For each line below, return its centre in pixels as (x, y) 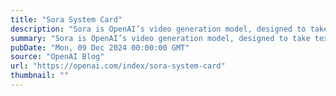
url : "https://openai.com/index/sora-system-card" (118, 66)
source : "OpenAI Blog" (57, 57)
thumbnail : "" (40, 76)
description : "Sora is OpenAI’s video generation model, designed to (158, 29)
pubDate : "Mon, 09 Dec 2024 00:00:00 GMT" (100, 47)
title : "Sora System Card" (66, 19)
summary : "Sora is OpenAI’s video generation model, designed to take (160, 38)
